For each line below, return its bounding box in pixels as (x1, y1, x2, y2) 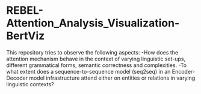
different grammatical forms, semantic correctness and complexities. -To (6, 61, 187, 69)
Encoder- (172, 68, 196, 75)
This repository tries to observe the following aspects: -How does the (6, 48, 179, 56)
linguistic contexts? (6, 80, 54, 87)
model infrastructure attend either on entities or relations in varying (29, 74, 196, 81)
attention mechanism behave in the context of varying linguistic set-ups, (6, 55, 185, 62)
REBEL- (6, 4, 43, 17)
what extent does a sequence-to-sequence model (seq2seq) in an (6, 68, 171, 75)
